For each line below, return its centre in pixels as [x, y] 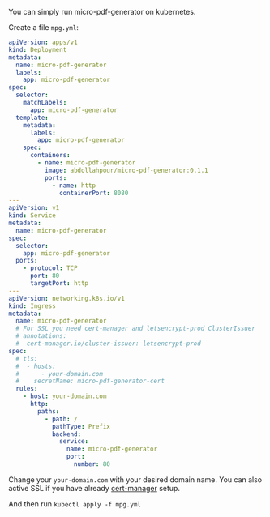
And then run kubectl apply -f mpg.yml [75, 504]
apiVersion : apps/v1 [43, 42]
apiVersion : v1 [34, 208]
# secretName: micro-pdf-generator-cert [90, 381]
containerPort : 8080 [94, 193]
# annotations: [41, 336]
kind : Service [32, 216]
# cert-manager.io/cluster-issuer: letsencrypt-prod [108, 344]
